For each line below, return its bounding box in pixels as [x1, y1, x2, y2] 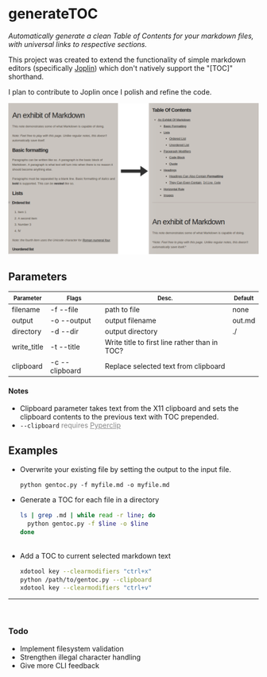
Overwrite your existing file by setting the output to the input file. [19, 465, 232, 474]
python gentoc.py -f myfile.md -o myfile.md [19, 482, 170, 489]
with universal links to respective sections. [8, 39, 147, 48]
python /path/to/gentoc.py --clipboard [19, 575, 153, 584]
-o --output [50, 315, 91, 325]
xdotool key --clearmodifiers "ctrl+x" [19, 567, 153, 575]
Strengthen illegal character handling [19, 652, 141, 662]
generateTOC [8, 5, 99, 23]
